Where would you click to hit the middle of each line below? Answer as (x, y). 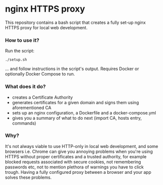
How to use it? (22, 40)
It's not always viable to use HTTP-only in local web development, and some (81, 146)
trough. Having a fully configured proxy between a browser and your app (78, 172)
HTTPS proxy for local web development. (46, 27)
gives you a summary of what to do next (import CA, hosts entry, (77, 118)
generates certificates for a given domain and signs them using (75, 102)
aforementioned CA (32, 108)
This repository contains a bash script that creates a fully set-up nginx (75, 22)
